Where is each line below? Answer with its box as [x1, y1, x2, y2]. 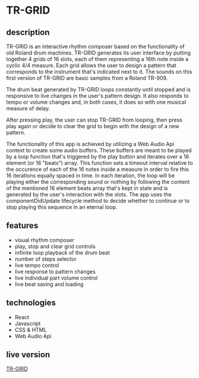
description [6, 27, 50, 37]
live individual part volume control [14, 274, 98, 281]
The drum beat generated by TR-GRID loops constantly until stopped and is [6, 86, 191, 93]
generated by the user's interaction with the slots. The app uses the [6, 191, 172, 198]
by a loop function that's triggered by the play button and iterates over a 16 [6, 153, 189, 160]
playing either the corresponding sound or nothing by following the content [6, 179, 190, 185]
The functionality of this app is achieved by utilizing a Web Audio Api [6, 141, 174, 147]
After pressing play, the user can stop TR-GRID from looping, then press [6, 116, 183, 123]
